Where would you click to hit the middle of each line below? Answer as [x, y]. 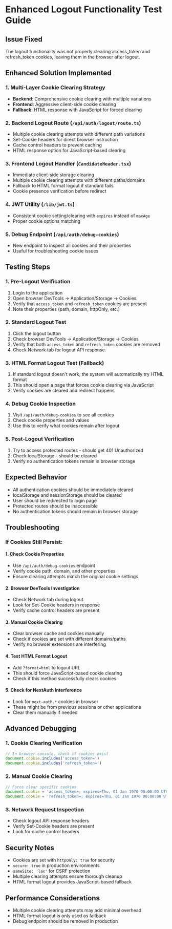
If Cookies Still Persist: [34, 542]
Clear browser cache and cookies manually [58, 634]
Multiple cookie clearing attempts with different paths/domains [79, 180]
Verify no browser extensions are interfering [59, 644]
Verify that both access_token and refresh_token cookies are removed [86, 344]
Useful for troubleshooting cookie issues [56, 251]
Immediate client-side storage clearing [53, 175]
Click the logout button [37, 333]
